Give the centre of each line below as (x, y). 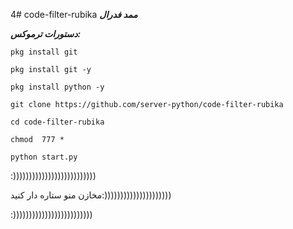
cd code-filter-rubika (57, 122)
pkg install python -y (57, 87)
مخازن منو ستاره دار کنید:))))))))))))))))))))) (91, 195)
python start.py (44, 157)
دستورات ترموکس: (46, 33)
